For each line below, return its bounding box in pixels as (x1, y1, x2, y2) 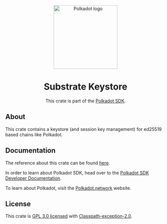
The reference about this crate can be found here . (5, 160, 110, 166)
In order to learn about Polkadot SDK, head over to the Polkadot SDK (5, 170, 149, 176)
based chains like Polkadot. (5, 131, 63, 137)
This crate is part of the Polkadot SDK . (45, 98, 126, 104)
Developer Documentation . (5, 175, 62, 181)
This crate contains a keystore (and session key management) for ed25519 (5, 126, 162, 132)
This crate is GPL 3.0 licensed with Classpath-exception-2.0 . (5, 213, 132, 219)
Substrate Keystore (43, 81, 128, 93)
